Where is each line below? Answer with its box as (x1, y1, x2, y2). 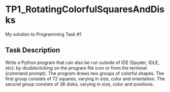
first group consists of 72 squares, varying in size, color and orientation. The (5, 75, 165, 82)
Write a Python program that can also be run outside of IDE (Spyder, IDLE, (5, 59, 160, 66)
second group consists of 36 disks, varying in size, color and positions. (5, 81, 154, 87)
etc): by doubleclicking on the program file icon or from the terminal (5, 65, 147, 71)
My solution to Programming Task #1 (5, 31, 82, 37)
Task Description (5, 46, 60, 54)
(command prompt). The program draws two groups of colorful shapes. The (5, 70, 164, 76)
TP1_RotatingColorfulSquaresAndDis (5, 4, 165, 15)
